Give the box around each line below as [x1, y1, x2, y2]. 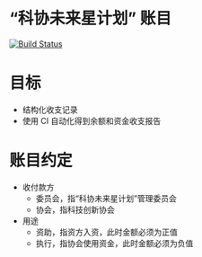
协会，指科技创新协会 [35, 204, 115, 215]
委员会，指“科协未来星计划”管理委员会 [35, 192, 177, 203]
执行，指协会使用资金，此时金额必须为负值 [35, 237, 194, 248]
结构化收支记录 [22, 104, 78, 115]
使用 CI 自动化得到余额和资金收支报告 [22, 115, 162, 126]
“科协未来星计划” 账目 [9, 8, 172, 29]
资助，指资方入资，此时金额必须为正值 [35, 226, 178, 237]
